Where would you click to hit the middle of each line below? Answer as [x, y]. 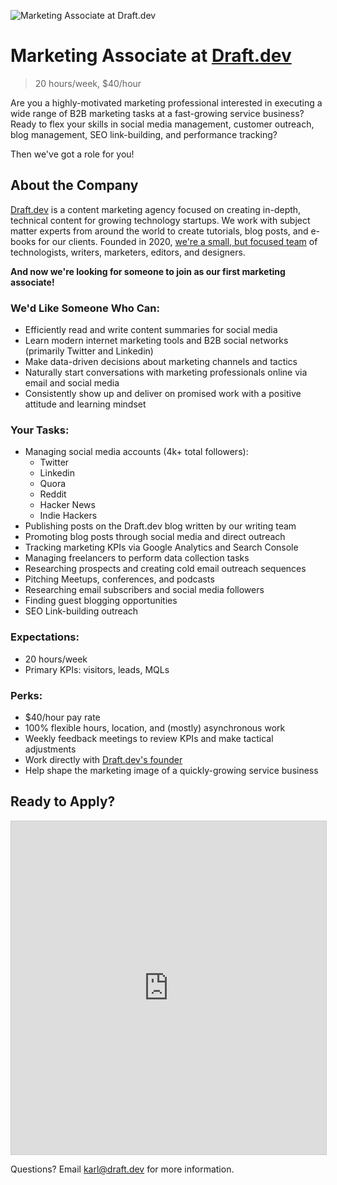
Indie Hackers [68, 516]
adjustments [50, 749]
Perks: [26, 695]
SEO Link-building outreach [81, 611]
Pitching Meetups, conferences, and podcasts [119, 579]
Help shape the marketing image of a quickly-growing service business [171, 770]
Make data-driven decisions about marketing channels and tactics [161, 362]
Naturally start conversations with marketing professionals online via [166, 372]
